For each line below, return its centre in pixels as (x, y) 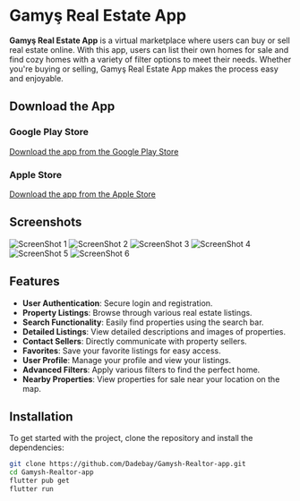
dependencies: (37, 447)
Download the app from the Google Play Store (94, 151)
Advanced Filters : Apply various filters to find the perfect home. (141, 369)
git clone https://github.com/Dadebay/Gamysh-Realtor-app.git (128, 464)
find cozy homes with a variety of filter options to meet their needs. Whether (150, 59)
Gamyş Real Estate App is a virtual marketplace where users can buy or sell (150, 40)
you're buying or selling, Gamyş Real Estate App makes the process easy (144, 69)
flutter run (31, 488)
